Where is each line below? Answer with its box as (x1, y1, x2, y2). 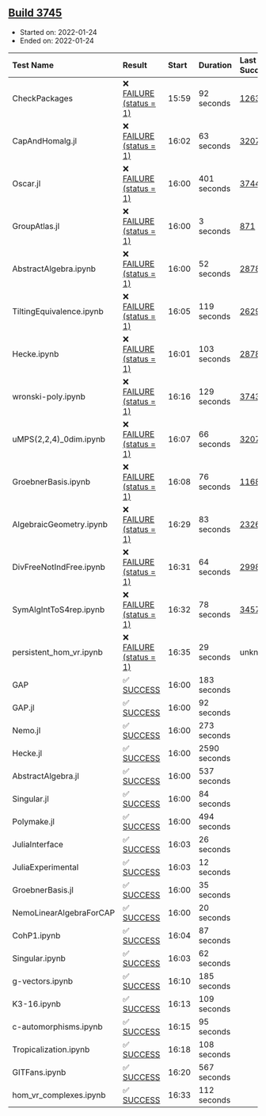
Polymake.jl (12, 816, 55, 827)
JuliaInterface (12, 839, 63, 850)
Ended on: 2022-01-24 (19, 36, 95, 45)
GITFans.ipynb (12, 1066, 66, 1077)
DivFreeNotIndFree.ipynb (12, 561, 105, 572)
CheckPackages (12, 93, 74, 104)
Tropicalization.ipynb (12, 1044, 90, 1055)
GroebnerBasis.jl (12, 884, 74, 895)
